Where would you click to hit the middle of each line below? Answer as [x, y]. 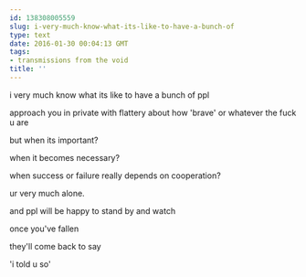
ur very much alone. [47, 193]
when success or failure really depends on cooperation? [115, 176]
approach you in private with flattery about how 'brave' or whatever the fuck [153, 112]
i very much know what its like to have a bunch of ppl [110, 95]
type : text [30, 35]
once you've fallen [44, 229]
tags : [20, 52]
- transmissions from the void [69, 60]
